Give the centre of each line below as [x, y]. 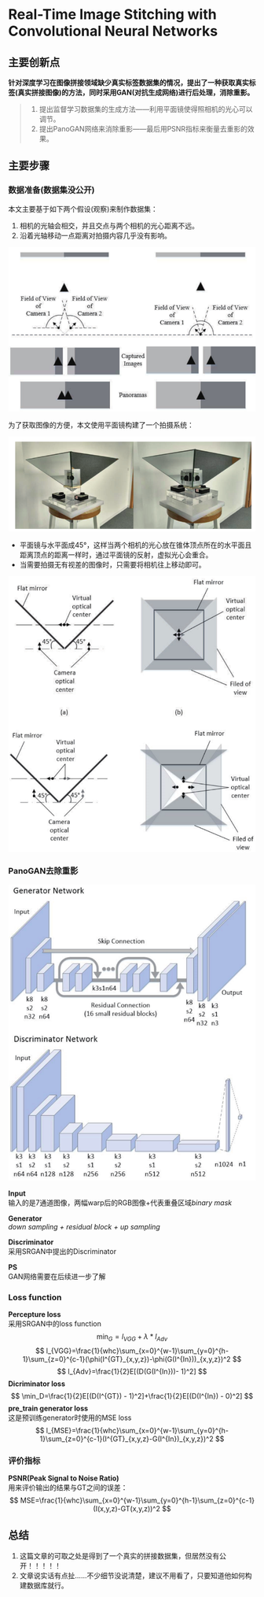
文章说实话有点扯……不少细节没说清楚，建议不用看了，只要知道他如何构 [136, 1575]
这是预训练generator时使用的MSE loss [70, 1418]
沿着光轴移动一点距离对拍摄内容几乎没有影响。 [95, 235]
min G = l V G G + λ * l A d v [132, 1337]
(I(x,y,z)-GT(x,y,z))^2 [127, 1509]
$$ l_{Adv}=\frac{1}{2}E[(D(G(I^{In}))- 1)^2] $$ [132, 1371]
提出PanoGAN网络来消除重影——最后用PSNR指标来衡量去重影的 [143, 129]
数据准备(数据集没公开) [51, 190]
